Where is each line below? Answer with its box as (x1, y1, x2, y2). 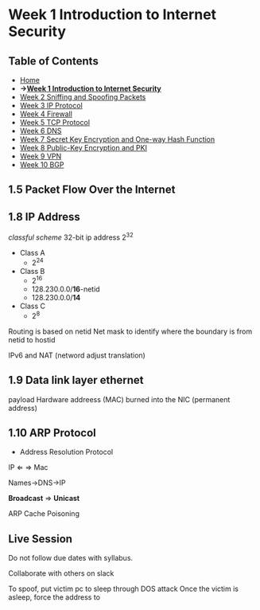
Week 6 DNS (19, 126, 62, 135)
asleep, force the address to (8, 592, 101, 602)
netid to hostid (8, 334, 56, 344)
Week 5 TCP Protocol (19, 118, 90, 127)
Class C (19, 301, 46, 311)
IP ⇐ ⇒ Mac (8, 463, 49, 472)
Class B (19, 266, 45, 276)
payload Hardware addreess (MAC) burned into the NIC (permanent (8, 394, 231, 404)
